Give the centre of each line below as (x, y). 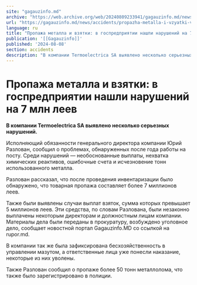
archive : (17, 17)
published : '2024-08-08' (36, 45)
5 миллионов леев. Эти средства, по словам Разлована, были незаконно (98, 209)
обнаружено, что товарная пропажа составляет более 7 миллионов (91, 185)
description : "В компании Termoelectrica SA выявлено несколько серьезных (99, 55)
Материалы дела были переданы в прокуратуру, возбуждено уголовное (97, 222)
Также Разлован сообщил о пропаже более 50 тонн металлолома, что (94, 269)
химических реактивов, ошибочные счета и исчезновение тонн (86, 161)
